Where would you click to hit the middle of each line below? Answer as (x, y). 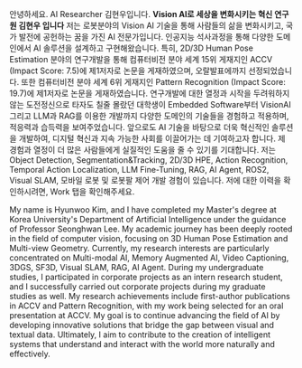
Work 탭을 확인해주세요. (92, 192)
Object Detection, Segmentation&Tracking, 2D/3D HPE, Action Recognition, (149, 160)
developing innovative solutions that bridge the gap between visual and (142, 325)
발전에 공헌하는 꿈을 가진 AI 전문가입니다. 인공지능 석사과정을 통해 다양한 (146, 37)
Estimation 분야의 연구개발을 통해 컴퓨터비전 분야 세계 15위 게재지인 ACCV (141, 59)
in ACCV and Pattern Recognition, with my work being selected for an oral (146, 306)
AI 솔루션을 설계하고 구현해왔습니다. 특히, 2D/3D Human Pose (143, 48)
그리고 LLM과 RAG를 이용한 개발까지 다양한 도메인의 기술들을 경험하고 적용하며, (149, 116)
